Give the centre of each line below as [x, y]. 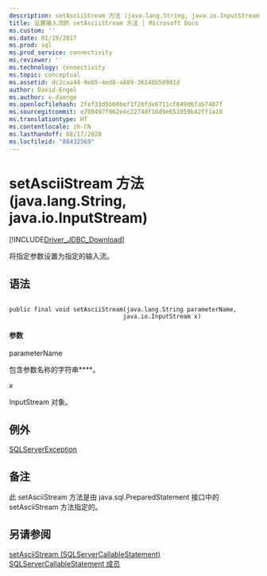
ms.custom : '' [33, 30]
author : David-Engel [43, 90]
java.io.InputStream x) [162, 317]
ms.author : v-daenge [43, 97]
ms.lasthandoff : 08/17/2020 [56, 134]
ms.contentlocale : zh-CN [50, 127]
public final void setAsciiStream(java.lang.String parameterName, [123, 310]
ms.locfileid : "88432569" [52, 141]
